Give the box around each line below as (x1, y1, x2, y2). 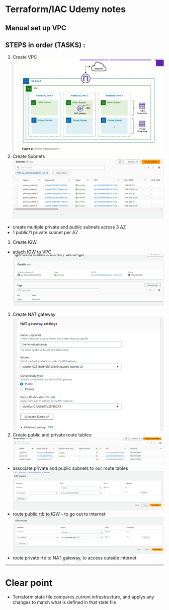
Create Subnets (12, 153, 45, 159)
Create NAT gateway (12, 311, 56, 317)
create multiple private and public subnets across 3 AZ (12, 224, 126, 230)
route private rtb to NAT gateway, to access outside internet (12, 555, 137, 561)
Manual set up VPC (5, 24, 66, 32)
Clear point (5, 577, 53, 589)
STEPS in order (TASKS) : (5, 40, 86, 49)
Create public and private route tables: (12, 431, 93, 437)
